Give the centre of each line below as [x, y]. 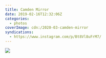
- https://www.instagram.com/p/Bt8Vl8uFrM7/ [55, 37]
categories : [17, 19]
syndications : [20, 32]
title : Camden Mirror [27, 10]
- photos [18, 23]
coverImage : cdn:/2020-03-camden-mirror [47, 28]
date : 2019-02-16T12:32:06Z [34, 14]
